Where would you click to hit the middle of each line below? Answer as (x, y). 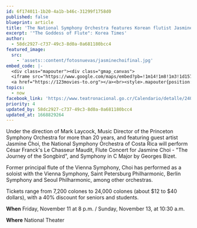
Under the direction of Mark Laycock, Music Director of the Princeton (90, 132)
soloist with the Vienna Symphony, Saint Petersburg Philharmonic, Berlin (94, 174)
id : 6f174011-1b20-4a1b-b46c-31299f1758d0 (59, 11)
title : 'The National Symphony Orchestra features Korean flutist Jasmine (99, 28)
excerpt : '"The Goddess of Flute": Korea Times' (67, 33)
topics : (16, 88)
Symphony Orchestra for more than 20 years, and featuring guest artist (92, 137)
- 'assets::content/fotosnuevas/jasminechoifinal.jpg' (85, 60)
